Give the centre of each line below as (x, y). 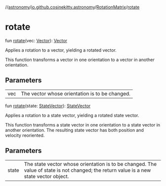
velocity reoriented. (25, 135)
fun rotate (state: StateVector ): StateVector (48, 106)
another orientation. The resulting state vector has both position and (75, 130)
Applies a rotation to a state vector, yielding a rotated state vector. (72, 115)
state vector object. (46, 176)
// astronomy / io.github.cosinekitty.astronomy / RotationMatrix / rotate (72, 7)
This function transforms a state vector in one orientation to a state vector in (83, 124)
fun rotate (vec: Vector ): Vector (36, 40)
